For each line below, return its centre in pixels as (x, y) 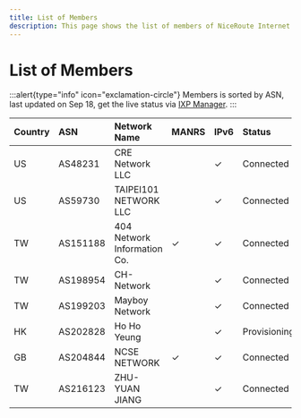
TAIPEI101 (137, 190)
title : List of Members (54, 17)
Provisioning (269, 332)
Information (138, 249)
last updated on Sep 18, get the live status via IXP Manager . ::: (123, 105)
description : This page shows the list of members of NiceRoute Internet (150, 26)
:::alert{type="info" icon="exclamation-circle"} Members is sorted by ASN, (147, 95)
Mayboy (131, 301)
